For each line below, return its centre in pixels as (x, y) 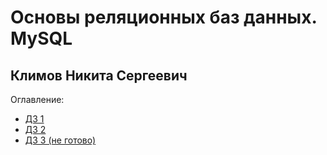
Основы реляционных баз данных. (163, 17)
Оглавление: (37, 99)
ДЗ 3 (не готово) (60, 140)
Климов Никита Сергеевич (99, 75)
